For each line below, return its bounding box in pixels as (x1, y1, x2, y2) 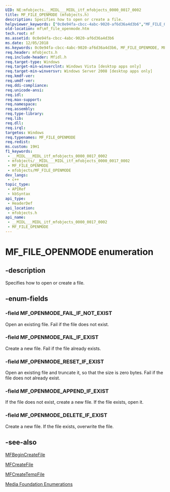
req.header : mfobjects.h (5, 50, 58, 55)
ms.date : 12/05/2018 (5, 41, 49, 46)
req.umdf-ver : (5, 78, 35, 83)
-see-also (5, 438, 37, 447)
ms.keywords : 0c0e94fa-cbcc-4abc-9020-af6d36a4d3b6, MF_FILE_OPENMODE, (5, 45, 159, 50)
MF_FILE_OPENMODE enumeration (5, 247, 154, 258)
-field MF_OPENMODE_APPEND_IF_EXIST (5, 388, 109, 395)
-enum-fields (5, 295, 48, 303)
